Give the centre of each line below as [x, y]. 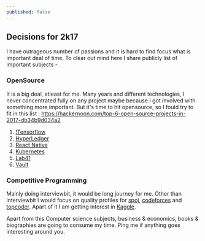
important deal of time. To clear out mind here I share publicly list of [92, 58]
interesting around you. [36, 232]
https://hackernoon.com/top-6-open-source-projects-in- [113, 113]
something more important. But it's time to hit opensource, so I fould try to [100, 107]
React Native [31, 145]
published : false [29, 12]
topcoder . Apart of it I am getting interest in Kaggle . [71, 207]
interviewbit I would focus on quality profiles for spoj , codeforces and [94, 201]
